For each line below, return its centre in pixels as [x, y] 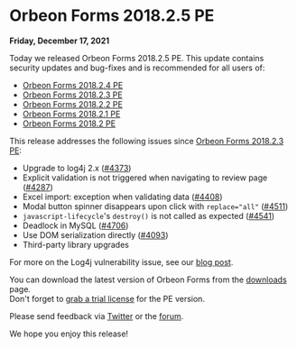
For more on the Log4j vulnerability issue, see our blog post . [121, 261]
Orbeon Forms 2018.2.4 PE [73, 85]
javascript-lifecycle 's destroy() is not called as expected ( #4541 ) [148, 215]
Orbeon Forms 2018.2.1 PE [71, 114]
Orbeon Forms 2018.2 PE [69, 124]
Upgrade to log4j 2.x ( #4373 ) [77, 168]
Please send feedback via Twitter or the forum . [97, 316]
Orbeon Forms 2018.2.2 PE [73, 104]
